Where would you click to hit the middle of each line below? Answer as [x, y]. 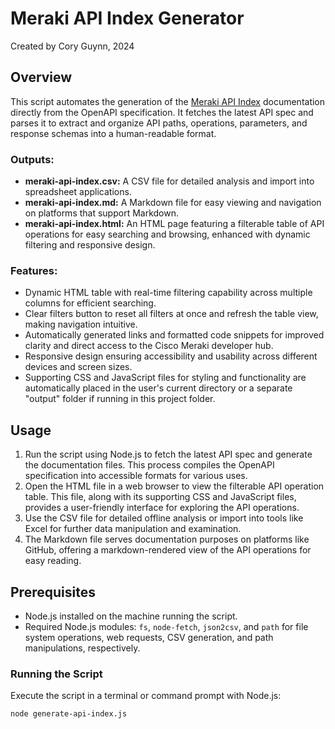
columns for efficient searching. [90, 303]
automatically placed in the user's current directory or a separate [158, 388]
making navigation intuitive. [81, 324]
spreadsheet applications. [78, 192]
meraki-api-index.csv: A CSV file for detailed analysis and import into [169, 181]
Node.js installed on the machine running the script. [131, 616]
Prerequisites [53, 592]
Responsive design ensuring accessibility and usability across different [171, 356]
